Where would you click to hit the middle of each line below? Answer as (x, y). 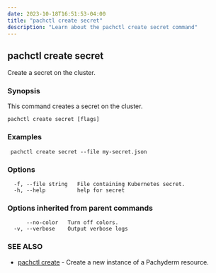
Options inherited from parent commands (80, 208)
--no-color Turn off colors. (72, 223)
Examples (25, 137)
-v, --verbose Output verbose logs (71, 229)
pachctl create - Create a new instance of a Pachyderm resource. (113, 262)
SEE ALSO (25, 247)
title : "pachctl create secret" (55, 21)
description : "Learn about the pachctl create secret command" (103, 27)
